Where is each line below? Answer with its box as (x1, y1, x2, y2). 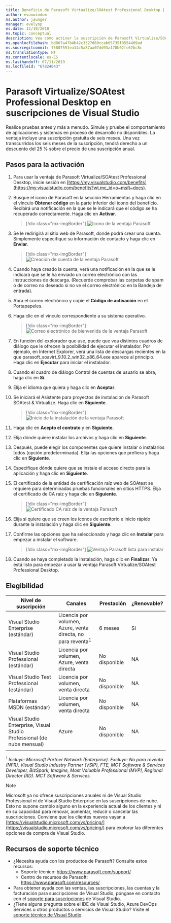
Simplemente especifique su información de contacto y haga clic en (13, 235, 156, 241)
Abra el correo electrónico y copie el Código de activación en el (13, 297, 148, 303)
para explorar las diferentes (106, 825, 164, 831)
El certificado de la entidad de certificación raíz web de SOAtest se (13, 480, 154, 486)
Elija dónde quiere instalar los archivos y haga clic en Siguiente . (13, 434, 147, 440)
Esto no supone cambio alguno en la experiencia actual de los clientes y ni (6, 803, 161, 809)
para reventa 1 (58, 637, 92, 645)
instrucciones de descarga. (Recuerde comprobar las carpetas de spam (13, 277, 164, 283)
